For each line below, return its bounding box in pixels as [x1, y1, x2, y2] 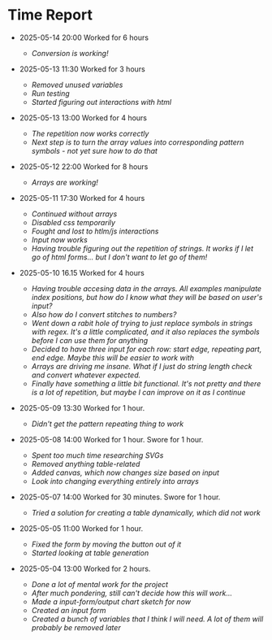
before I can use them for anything [31, 335, 149, 345]
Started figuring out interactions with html [31, 97, 172, 107]
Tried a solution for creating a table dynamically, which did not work [31, 507, 261, 517]
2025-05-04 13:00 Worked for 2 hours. [19, 564, 151, 573]
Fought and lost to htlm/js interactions [31, 226, 159, 236]
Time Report [7, 6, 93, 24]
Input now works [31, 234, 89, 245]
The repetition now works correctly [31, 128, 149, 138]
